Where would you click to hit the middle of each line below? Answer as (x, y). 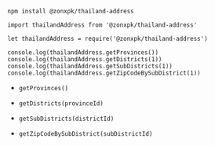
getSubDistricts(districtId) (66, 119)
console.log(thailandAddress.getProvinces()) (83, 53)
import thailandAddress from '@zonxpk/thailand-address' (102, 25)
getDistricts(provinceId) (61, 104)
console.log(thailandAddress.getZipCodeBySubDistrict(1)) (104, 73)
